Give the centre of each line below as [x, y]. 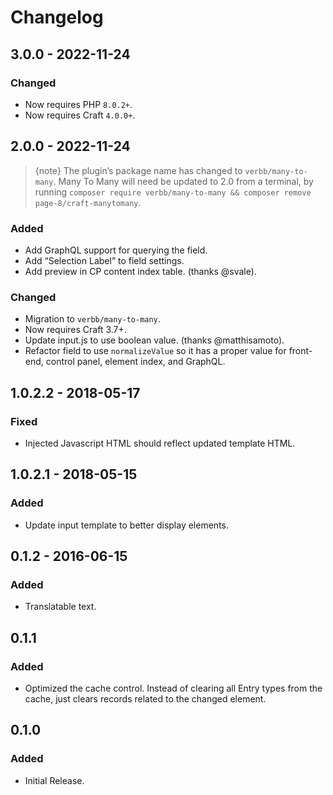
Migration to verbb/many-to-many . [92, 319]
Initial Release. [54, 780]
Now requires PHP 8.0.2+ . [78, 104]
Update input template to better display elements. [126, 525]
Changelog [57, 17]
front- [300, 351]
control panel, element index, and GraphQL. [135, 362]
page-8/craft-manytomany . [88, 202]
